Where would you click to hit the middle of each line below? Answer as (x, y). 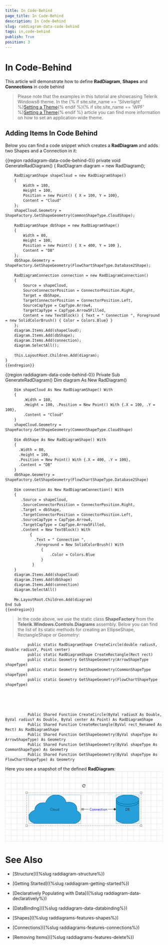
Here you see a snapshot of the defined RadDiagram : (60, 769)
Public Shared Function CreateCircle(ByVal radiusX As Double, (95, 715)
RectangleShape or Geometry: (48, 635)
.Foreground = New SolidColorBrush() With (79, 545)
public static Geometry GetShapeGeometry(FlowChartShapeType (92, 680)
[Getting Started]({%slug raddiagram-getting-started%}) (71, 884)
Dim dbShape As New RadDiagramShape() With (60, 440)
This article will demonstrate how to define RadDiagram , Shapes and (76, 81)
